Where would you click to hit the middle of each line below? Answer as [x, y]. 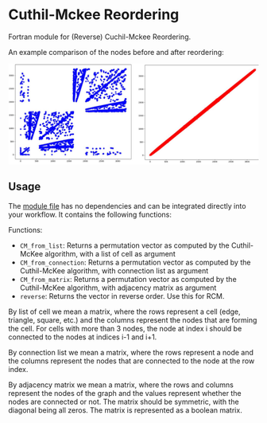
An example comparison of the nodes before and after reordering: [116, 52]
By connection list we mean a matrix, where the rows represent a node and [131, 352]
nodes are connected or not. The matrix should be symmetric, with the [124, 401]
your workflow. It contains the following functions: [90, 214]
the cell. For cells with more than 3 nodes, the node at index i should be [125, 328]
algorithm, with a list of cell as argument [110, 253]
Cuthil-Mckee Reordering [94, 15]
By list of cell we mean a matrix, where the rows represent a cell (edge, [124, 311]
